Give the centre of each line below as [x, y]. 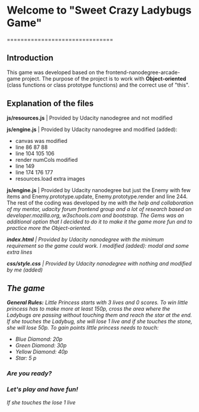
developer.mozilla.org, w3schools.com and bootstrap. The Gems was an [95, 215]
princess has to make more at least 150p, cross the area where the [89, 309]
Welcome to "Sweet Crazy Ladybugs [99, 10]
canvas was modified [41, 140]
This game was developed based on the [55, 72]
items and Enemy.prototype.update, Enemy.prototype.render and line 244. [97, 196]
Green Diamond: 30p [41, 346]
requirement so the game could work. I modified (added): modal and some [98, 245]
